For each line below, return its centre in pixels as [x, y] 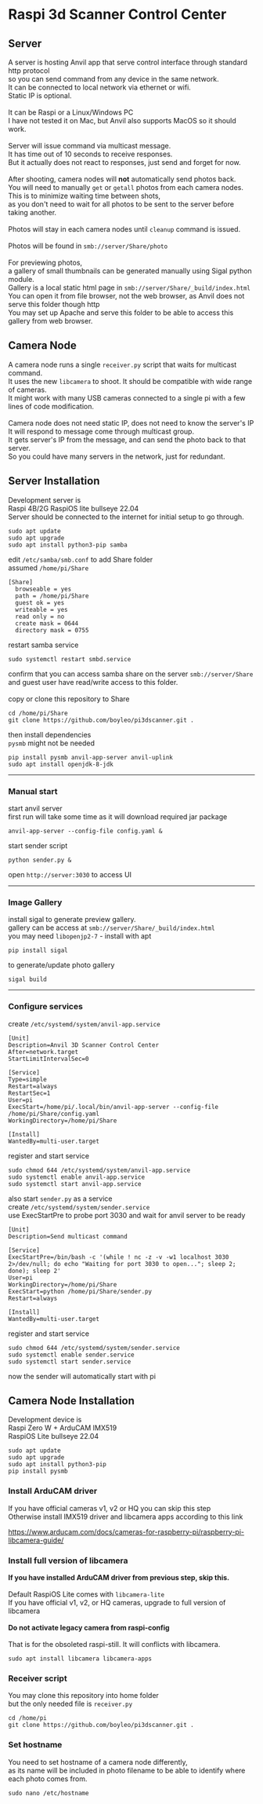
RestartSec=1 [29, 1093]
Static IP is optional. [40, 95]
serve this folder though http [54, 304]
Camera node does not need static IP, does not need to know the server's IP [131, 423]
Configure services [46, 1007]
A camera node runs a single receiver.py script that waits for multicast [122, 364]
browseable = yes [43, 589]
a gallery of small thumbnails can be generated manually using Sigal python [130, 271]
